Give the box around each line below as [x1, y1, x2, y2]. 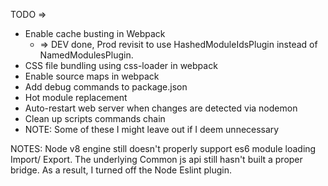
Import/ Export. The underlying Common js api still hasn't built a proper [10, 154, 303, 165]
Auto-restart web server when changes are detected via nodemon [24, 102, 298, 114]
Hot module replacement [24, 92, 128, 103]
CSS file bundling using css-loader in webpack [24, 60, 218, 71]
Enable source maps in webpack [24, 70, 160, 82]
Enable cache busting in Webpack [24, 28, 166, 39]
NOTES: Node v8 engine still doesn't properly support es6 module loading [10, 143, 317, 154]
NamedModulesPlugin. [39, 49, 134, 61]
